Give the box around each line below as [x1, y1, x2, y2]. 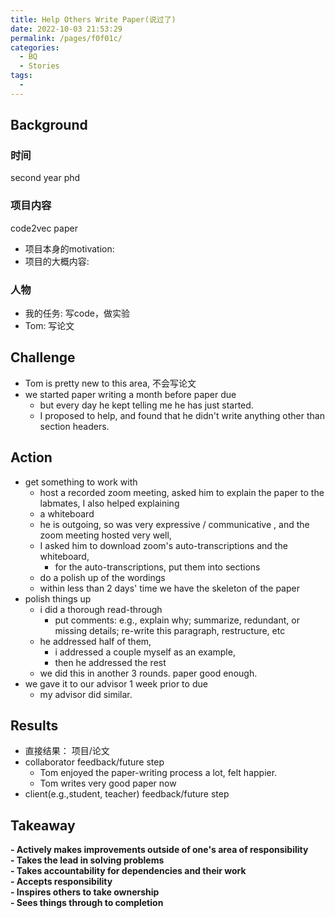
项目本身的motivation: [24, 242, 115, 255]
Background [10, 117, 88, 134]
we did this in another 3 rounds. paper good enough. [39, 667, 258, 679]
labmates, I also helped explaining [39, 497, 180, 509]
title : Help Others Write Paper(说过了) [10, 14, 177, 25]
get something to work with [24, 476, 138, 488]
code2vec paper [10, 222, 78, 234]
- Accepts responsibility [10, 876, 113, 888]
